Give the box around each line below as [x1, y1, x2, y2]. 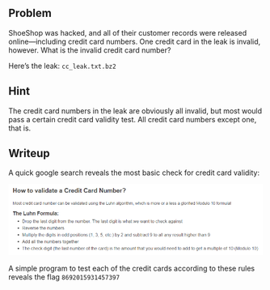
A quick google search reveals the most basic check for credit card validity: [8, 168, 260, 177]
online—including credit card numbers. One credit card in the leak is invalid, [8, 36, 261, 46]
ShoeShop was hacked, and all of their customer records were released [8, 28, 247, 37]
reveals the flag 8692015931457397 [8, 272, 120, 282]
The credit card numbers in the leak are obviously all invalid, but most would [8, 105, 263, 116]
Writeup [8, 147, 50, 160]
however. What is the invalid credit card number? [8, 45, 171, 55]
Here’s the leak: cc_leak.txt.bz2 [8, 61, 116, 70]
